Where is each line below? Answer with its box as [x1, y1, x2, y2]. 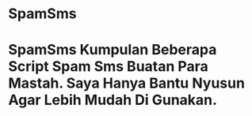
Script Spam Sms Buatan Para [8, 58, 208, 76]
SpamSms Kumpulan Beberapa [8, 41, 217, 59]
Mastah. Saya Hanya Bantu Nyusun [8, 74, 246, 92]
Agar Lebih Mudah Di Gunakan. [8, 92, 218, 109]
